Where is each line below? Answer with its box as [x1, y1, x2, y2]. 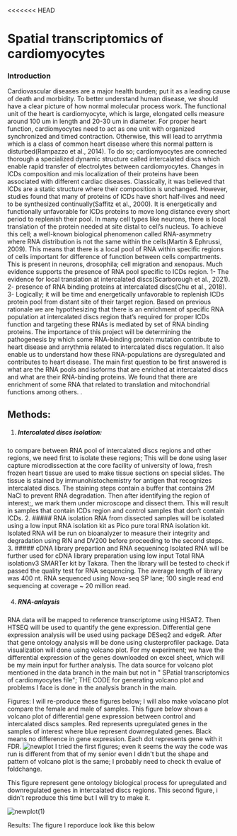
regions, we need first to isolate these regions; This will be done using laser [7, 453, 228, 462]
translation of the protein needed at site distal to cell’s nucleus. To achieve [7, 222, 224, 231]
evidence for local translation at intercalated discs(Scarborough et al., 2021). [7, 275, 231, 284]
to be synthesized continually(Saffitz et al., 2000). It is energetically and [7, 200, 217, 208]
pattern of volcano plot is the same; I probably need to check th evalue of [7, 757, 221, 765]
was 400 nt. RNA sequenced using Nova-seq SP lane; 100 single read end [7, 573, 224, 583]
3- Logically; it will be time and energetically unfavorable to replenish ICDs [7, 290, 224, 299]
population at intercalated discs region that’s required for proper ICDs [7, 313, 210, 321]
